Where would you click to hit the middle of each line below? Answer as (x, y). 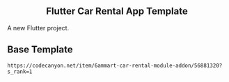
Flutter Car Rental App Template (117, 11)
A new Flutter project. (38, 28)
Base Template (40, 50)
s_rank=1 (20, 72)
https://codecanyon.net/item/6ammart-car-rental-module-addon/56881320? (115, 65)
